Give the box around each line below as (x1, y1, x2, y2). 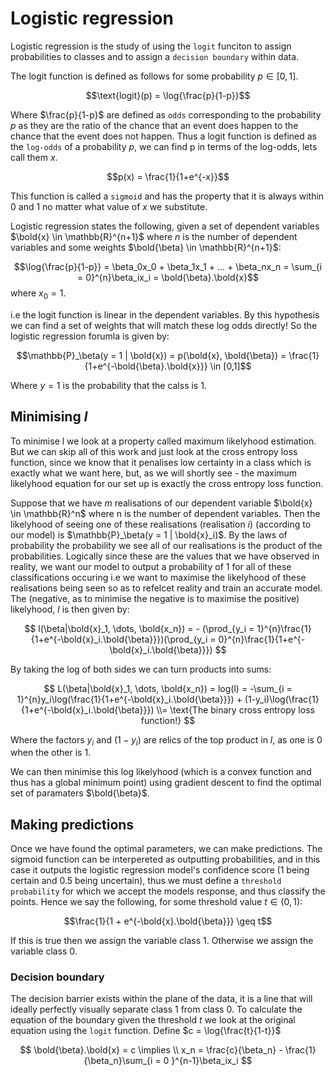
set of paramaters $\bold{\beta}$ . (10, 787, 150, 799)
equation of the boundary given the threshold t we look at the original (10, 1014, 296, 1026)
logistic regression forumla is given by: (10, 330, 170, 342)
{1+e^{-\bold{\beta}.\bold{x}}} (84, 360, 208, 372)
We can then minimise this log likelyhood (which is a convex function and (10, 766, 312, 778)
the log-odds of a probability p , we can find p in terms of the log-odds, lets (10, 140, 318, 152)
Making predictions (10, 816, 135, 833)
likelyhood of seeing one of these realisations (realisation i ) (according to (10, 518, 312, 530)
